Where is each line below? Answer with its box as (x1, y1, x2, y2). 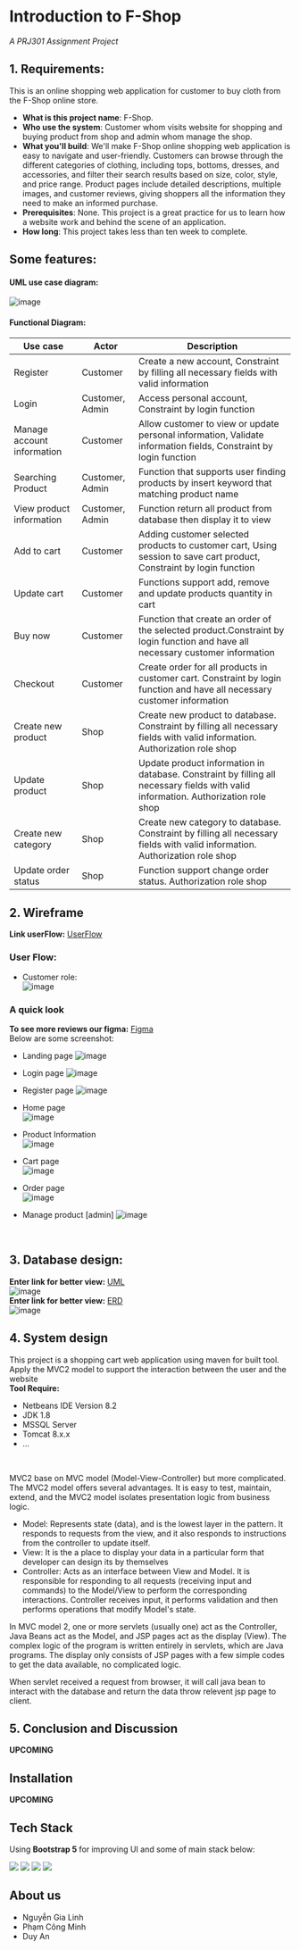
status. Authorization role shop (137, 875, 268, 887)
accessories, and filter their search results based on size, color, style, (21, 169, 279, 179)
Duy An (21, 1930, 50, 1941)
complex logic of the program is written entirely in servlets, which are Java (9, 1640, 284, 1651)
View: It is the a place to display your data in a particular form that (21, 1546, 265, 1557)
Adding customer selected (137, 528, 250, 540)
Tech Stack (9, 1820, 73, 1836)
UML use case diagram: (9, 277, 99, 287)
